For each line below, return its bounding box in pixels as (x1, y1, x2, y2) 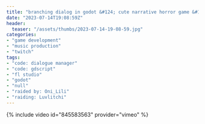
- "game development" (6, 37, 62, 43)
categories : (6, 32, 37, 38)
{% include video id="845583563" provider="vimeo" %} (6, 111, 149, 118)
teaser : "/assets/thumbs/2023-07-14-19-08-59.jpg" (12, 26, 143, 32)
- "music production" (6, 43, 62, 49)
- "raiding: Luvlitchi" (6, 94, 67, 100)
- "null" (6, 83, 29, 89)
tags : (6, 54, 20, 60)
